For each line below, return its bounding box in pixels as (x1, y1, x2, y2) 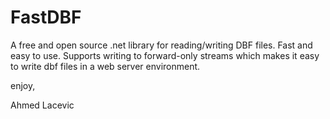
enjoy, (10, 79, 36, 91)
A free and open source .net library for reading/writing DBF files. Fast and (10, 39, 313, 51)
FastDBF (10, 6, 82, 29)
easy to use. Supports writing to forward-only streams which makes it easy (10, 49, 320, 61)
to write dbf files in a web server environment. (10, 60, 201, 72)
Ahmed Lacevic (10, 99, 75, 111)
